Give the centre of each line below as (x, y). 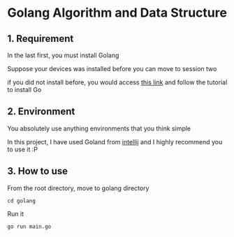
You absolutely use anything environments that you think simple (99, 128)
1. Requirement (41, 39)
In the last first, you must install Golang (63, 55)
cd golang (22, 201)
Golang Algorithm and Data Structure (117, 13)
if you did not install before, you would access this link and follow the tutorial (117, 82)
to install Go (24, 90)
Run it (16, 213)
